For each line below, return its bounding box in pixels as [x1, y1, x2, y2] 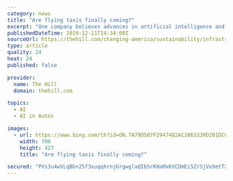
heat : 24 [7, 55, 33, 62]
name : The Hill [13, 80, 58, 87]
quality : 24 [7, 49, 42, 56]
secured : [7, 164, 33, 171]
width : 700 [19, 138, 51, 145]
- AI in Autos [13, 112, 54, 120]
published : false [7, 62, 58, 69]
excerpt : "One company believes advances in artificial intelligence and [7, 23, 225, 30]
